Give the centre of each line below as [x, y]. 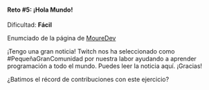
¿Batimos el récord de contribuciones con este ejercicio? [88, 80]
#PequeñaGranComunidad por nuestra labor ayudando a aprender [102, 59]
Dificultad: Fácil [29, 25]
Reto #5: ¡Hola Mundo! [40, 10]
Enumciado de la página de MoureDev [62, 38]
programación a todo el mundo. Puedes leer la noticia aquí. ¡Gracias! [105, 66]
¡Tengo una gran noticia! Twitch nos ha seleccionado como [91, 52]
